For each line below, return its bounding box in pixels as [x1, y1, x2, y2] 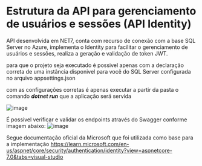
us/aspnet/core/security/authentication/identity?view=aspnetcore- [6, 147, 172, 154]
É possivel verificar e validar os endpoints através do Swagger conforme [6, 116, 187, 123]
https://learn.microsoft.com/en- [50, 140, 129, 147]
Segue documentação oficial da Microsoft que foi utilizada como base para [6, 134, 194, 141]
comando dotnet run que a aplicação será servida [6, 92, 132, 100]
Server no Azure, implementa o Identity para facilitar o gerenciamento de [6, 43, 189, 51]
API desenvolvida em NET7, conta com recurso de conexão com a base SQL [6, 37, 196, 44]
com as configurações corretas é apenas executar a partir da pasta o [6, 86, 179, 93]
